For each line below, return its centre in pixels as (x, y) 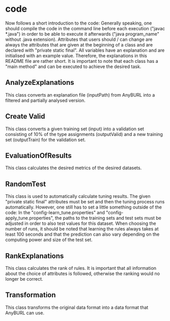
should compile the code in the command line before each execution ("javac (85, 28)
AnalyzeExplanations (40, 83)
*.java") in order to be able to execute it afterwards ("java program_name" (82, 34)
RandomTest (26, 184)
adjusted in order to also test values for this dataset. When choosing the (81, 223)
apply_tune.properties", (30, 218)
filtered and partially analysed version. (45, 100)
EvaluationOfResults (39, 156)
